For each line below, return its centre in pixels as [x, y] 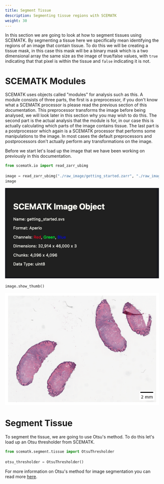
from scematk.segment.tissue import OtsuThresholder [60, 452]
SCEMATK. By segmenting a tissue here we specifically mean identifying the [82, 40]
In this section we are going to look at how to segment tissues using [73, 35]
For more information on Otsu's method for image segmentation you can [78, 471]
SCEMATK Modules [46, 81]
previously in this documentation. [39, 156]
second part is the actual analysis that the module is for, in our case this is [80, 121]
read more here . [21, 476]
